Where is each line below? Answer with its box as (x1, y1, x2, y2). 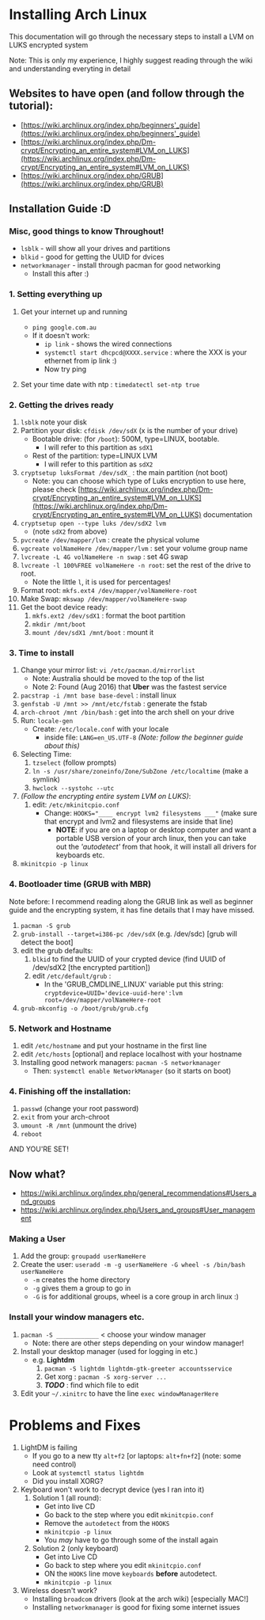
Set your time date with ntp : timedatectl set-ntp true (20, 379, 200, 389)
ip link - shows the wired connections (44, 339, 172, 348)
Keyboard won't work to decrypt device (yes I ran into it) (20, 1485, 205, 1494)
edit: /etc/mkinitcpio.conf (32, 800, 120, 809)
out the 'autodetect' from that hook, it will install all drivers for (55, 842, 257, 852)
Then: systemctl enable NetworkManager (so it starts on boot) (32, 1066, 232, 1075)
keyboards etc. (55, 850, 105, 860)
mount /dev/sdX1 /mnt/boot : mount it (32, 628, 154, 637)
